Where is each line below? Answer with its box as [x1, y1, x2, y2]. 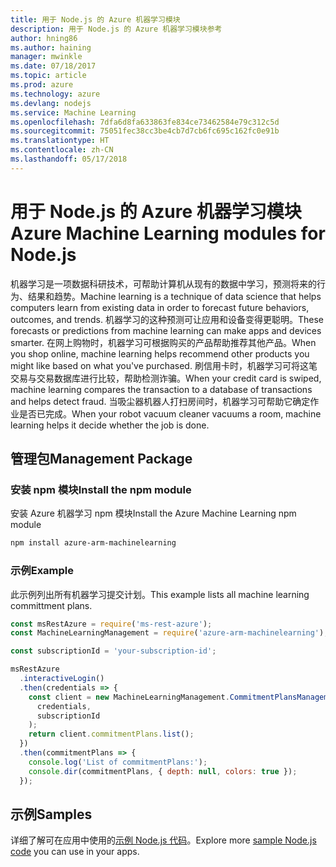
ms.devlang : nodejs [10, 98, 92, 108]
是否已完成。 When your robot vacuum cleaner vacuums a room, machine [18, 407, 322, 420]
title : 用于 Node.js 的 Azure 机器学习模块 [10, 14, 181, 25]
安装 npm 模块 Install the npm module [10, 483, 192, 496]
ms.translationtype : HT [10, 136, 110, 146]
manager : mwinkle [10, 52, 83, 62]
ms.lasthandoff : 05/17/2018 [10, 154, 128, 164]
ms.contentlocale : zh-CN [10, 145, 114, 155]
